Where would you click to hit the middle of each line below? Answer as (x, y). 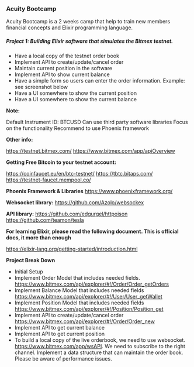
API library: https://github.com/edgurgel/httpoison (67, 214)
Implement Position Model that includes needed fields (79, 303)
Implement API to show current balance (62, 74)
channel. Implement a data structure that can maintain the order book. (99, 352)
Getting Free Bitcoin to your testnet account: (61, 162)
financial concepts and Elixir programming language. (70, 28)
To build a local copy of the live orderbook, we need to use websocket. (100, 340)
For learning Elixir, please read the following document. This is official (93, 231)
